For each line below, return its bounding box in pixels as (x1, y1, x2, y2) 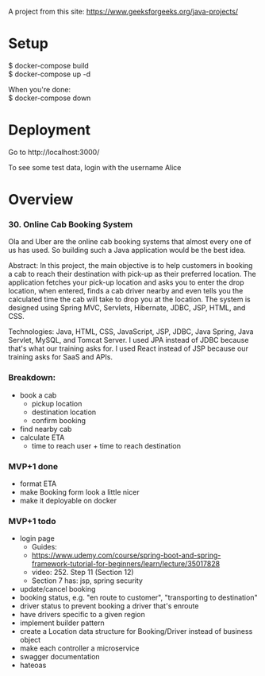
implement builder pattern (19, 618, 105, 627)
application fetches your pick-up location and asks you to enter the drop (8, 278, 244, 287)
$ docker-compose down (8, 93, 91, 103)
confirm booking (31, 415, 86, 425)
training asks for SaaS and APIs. (8, 352, 113, 362)
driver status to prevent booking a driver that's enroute (19, 601, 199, 611)
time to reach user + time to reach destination (31, 441, 181, 450)
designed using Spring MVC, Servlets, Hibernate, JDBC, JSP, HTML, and (8, 303, 246, 313)
